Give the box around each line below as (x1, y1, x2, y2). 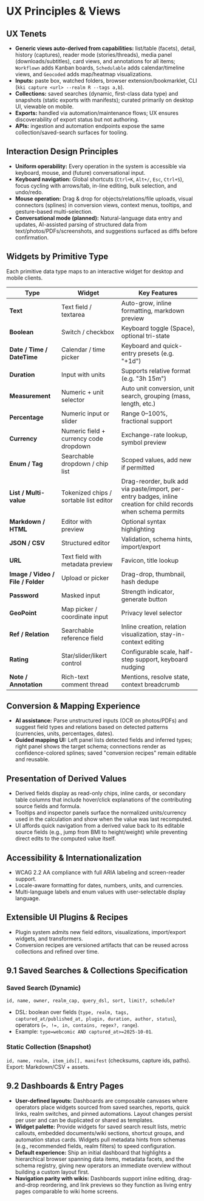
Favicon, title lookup (121, 556, 179, 565)
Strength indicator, (121, 587, 175, 596)
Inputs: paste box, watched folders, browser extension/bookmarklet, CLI (15, 77, 197, 84)
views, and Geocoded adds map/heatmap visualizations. (15, 71, 153, 77)
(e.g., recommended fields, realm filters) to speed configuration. (15, 1142, 176, 1149)
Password (9, 591, 39, 599)
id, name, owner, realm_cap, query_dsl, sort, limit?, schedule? (6, 998, 175, 1004)
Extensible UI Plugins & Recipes (6, 912, 129, 923)
